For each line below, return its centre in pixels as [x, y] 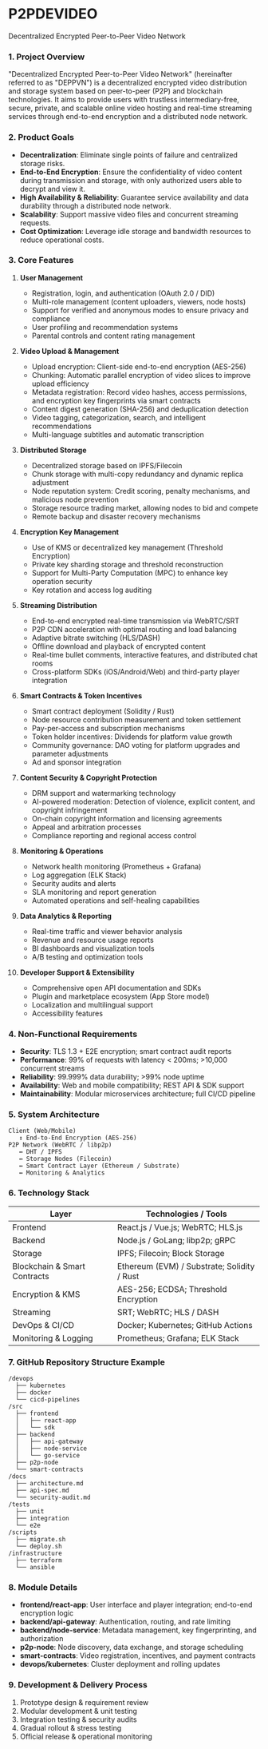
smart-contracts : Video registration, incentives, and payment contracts [138, 1656]
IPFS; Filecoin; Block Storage [171, 1253]
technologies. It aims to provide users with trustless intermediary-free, [124, 100]
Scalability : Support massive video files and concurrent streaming [129, 214]
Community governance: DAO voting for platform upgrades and [136, 745]
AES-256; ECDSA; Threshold [172, 1289]
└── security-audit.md [53, 1498]
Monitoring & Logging [53, 1338]
